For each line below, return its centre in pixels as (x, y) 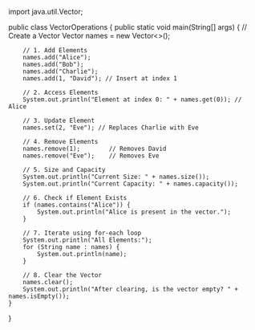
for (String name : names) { (71, 247)
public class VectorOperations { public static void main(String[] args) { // (127, 27)
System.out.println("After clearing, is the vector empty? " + (131, 289)
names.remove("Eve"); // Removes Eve (91, 156)
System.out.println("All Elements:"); (87, 240)
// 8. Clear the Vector (63, 275)
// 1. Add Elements (55, 51)
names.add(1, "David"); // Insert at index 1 (100, 79)
